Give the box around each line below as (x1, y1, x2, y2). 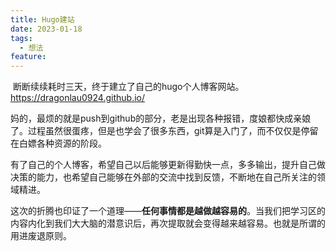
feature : (10, 52, 47, 62)
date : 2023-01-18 (10, 24, 83, 34)
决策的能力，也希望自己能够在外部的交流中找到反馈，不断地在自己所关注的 (10, 171, 317, 183)
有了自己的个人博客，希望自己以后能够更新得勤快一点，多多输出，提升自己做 (10, 159, 326, 171)
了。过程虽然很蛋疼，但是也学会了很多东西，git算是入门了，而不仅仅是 (10, 125, 302, 137)
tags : (10, 33, 33, 43)
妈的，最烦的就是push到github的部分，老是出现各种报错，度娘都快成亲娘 (10, 112, 312, 125)
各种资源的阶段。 (36, 137, 107, 150)
